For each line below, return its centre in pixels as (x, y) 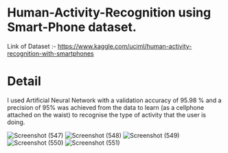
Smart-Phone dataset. (72, 27)
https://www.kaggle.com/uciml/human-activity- (125, 46)
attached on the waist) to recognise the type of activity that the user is (106, 115)
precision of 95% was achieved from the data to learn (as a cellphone (106, 107)
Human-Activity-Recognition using (109, 13)
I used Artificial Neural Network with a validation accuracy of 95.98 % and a (114, 100)
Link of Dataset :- (32, 46)
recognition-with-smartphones (50, 54)
